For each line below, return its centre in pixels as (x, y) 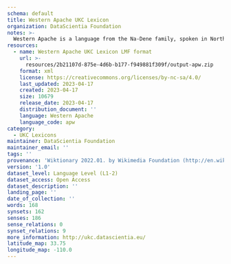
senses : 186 (24, 218)
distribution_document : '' (58, 109)
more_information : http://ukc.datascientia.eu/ (77, 237)
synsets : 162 (26, 212)
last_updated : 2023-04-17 (57, 84)
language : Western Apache (57, 115)
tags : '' (20, 154)
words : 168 (23, 206)
